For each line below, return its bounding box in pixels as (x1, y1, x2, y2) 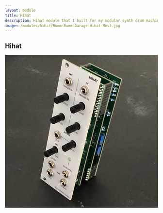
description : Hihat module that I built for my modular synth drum (5, 18, 145, 23)
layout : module (5, 8, 36, 13)
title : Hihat (5, 13, 32, 18)
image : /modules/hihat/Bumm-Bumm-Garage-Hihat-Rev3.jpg (5, 23, 120, 28)
